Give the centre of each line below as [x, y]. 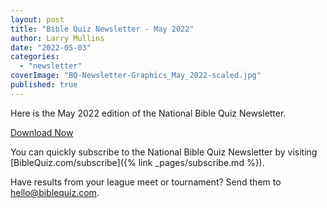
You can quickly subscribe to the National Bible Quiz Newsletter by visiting [164, 152]
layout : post [37, 19]
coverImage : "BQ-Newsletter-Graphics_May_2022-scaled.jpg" [136, 76]
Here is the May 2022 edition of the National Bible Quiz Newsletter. [148, 113]
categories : [35, 57]
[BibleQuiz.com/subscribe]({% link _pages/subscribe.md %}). [137, 162]
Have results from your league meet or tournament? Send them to [146, 182]
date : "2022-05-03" [51, 47]
